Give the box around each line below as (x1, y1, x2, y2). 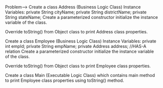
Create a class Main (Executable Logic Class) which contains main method (5, 73, 155, 78)
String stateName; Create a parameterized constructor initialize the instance (5, 15, 158, 20)
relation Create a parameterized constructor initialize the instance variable (5, 48, 154, 54)
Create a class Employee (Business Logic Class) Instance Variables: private (5, 38, 157, 44)
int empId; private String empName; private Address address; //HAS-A (5, 44, 146, 49)
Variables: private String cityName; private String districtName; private (5, 9, 147, 15)
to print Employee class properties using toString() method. (5, 77, 124, 83)
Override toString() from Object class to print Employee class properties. (5, 63, 151, 69)
